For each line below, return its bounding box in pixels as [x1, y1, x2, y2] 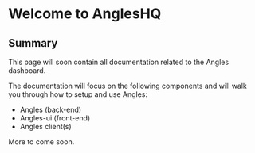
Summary [8, 36, 58, 50]
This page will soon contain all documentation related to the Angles [8, 57, 229, 67]
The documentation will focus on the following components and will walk [8, 81, 247, 90]
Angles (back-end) [19, 105, 82, 114]
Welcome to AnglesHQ [8, 5, 162, 23]
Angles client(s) [19, 122, 72, 131]
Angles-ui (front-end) [19, 113, 91, 123]
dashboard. [8, 66, 46, 75]
